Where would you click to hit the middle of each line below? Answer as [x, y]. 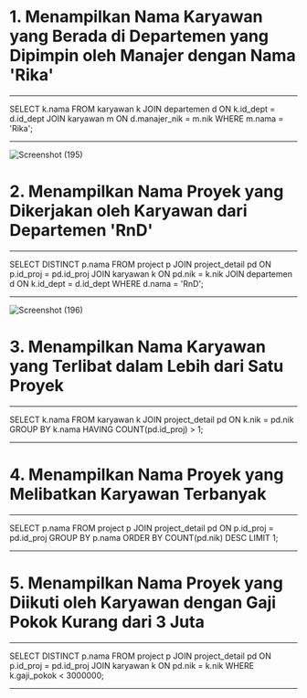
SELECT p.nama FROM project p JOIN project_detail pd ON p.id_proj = [142, 528]
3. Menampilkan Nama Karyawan [138, 347]
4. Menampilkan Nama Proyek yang [147, 475]
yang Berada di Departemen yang [139, 36]
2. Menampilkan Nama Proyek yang [147, 191]
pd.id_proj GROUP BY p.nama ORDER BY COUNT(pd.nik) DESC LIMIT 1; [144, 537]
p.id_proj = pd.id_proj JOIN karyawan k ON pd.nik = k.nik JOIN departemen [151, 274]
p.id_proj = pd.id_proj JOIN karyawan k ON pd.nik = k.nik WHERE [132, 665]
